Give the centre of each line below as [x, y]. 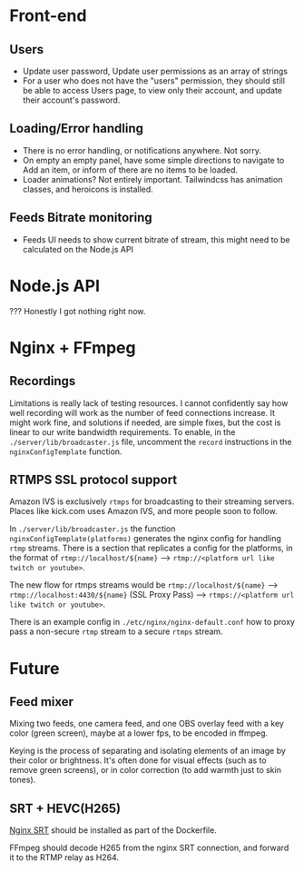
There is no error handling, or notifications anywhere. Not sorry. [142, 150]
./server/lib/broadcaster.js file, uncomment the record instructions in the [151, 441]
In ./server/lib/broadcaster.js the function [93, 529]
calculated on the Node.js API [78, 249]
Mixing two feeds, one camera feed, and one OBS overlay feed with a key [147, 724]
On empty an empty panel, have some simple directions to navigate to [153, 160]
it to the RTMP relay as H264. [64, 857]
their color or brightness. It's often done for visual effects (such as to [138, 760]
